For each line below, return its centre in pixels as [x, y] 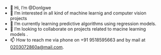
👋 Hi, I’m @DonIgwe [31, 8]
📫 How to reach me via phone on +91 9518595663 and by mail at [77, 40]
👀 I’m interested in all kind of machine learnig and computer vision [78, 13]
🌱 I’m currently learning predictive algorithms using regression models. [83, 23]
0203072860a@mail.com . [37, 47]
